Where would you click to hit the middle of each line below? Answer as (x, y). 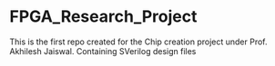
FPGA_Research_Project (103, 17)
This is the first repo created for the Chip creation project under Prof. (138, 42)
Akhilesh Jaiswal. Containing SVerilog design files (103, 51)
